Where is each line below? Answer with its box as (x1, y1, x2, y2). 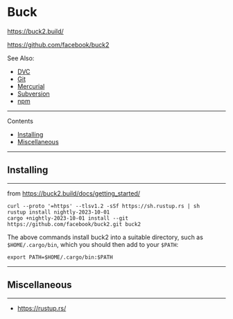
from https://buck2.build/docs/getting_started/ (7, 189, 141, 198)
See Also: (7, 53, 35, 62)
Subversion (17, 89, 50, 98)
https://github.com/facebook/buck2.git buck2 (7, 221, 141, 227)
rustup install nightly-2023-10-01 (7, 209, 110, 216)
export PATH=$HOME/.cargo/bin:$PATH (7, 254, 113, 261)
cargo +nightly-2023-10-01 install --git (7, 214, 129, 222)
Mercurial (17, 82, 45, 90)
